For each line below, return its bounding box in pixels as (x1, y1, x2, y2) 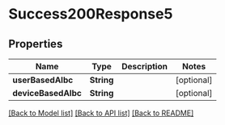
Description (121, 61, 168, 72)
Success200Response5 (8, 5, 173, 23)
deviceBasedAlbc (12, 88, 83, 98)
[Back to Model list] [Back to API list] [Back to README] (8, 108, 194, 118)
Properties (8, 37, 63, 51)
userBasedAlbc (12, 74, 74, 85)
